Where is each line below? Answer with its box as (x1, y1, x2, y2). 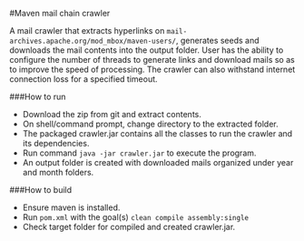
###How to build (9, 185, 73, 195)
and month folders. (22, 167, 94, 177)
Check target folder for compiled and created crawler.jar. (22, 222, 236, 232)
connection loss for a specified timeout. (9, 74, 158, 85)
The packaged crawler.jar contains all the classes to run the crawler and (22, 128, 293, 139)
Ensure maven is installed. (22, 202, 121, 213)
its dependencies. (22, 138, 90, 148)
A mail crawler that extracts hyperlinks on (9, 25, 165, 35)
